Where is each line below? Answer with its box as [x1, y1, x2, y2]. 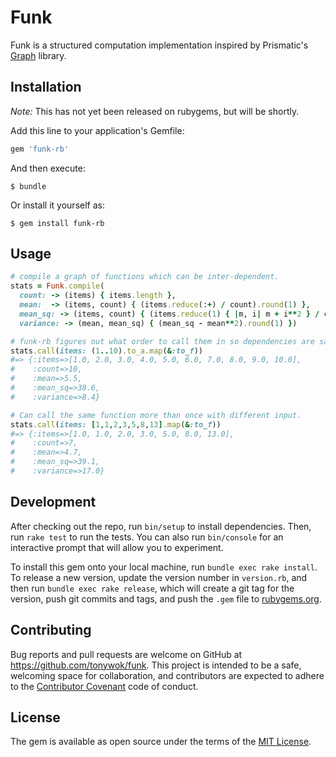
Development [10, 494, 97, 511]
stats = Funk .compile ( [10, 281, 105, 291]
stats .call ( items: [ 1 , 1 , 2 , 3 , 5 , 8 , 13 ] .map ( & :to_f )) [10, 419, 222, 430]
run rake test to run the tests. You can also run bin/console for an [10, 531, 284, 543]
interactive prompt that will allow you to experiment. [10, 541, 224, 553]
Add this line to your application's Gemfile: [10, 124, 185, 136]
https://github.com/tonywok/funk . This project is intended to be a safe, [10, 659, 302, 671]
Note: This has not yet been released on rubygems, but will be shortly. [10, 105, 300, 117]
